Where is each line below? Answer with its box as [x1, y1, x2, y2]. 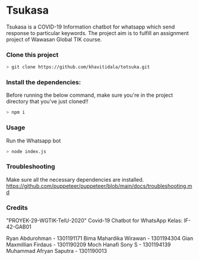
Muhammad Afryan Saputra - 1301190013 [6, 248, 108, 255]
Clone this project [6, 50, 59, 59]
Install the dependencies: [6, 78, 81, 87]
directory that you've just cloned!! [6, 98, 89, 105]
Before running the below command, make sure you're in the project [6, 91, 173, 99]
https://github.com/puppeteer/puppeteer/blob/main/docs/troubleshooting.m [6, 182, 192, 189]
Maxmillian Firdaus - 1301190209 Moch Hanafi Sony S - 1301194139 [6, 241, 171, 248]
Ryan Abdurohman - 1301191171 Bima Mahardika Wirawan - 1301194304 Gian [6, 235, 194, 242]
